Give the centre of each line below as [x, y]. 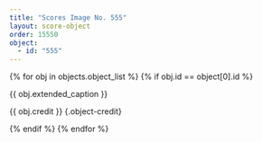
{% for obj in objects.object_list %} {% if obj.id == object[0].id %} [131, 76]
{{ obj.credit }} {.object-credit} [65, 111]
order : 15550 [34, 34]
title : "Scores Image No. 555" [68, 18]
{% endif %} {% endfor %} [59, 129]
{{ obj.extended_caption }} [59, 94]
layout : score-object [50, 26]
